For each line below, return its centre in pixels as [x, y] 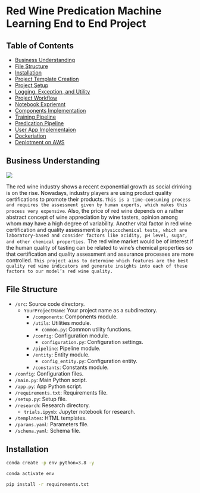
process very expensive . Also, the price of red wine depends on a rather [95, 210]
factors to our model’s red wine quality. [60, 271]
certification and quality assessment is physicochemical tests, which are [97, 230]
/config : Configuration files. [49, 373]
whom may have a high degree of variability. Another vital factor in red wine [99, 223]
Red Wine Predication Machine [84, 11]
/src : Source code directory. [50, 304]
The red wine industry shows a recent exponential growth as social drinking [99, 187]
